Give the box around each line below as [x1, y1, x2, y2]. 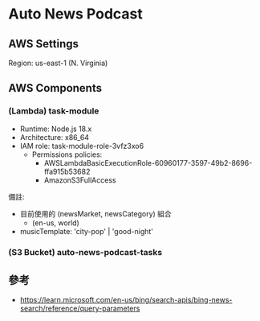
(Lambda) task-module [8, 105, 100, 117]
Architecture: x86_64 [19, 132, 90, 142]
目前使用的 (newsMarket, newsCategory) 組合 [19, 208, 173, 218]
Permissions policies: [31, 150, 103, 159]
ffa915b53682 [43, 167, 91, 176]
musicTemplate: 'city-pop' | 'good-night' [19, 226, 154, 236]
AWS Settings [8, 37, 79, 51]
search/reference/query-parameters [19, 303, 140, 314]
